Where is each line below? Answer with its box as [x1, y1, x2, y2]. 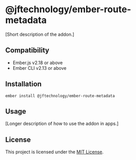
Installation [5, 80, 42, 89]
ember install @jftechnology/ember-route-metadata [5, 93, 115, 98]
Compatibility [5, 46, 49, 55]
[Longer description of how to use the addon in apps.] [5, 121, 119, 127]
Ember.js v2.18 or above [12, 60, 63, 66]
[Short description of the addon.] [5, 31, 75, 37]
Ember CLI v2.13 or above [12, 65, 67, 71]
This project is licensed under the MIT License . [5, 149, 104, 155]
